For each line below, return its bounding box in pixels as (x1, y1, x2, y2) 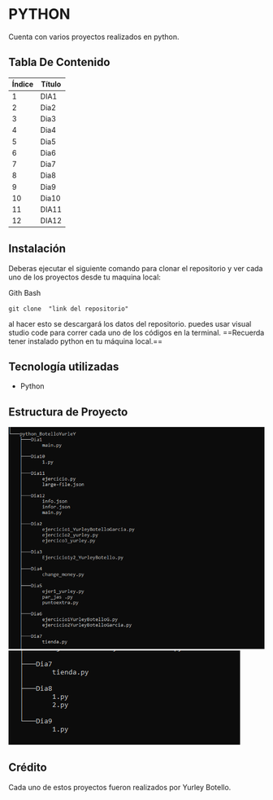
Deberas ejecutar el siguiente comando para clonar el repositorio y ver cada (8, 263, 263, 273)
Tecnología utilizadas (8, 359, 119, 373)
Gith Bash (8, 288, 41, 297)
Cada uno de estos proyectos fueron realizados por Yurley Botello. (8, 782, 232, 792)
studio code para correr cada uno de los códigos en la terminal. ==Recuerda (8, 327, 265, 337)
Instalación (8, 242, 67, 256)
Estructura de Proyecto (8, 405, 128, 419)
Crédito (8, 761, 47, 775)
